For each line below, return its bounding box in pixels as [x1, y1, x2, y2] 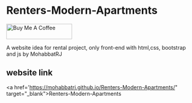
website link [6, 68, 53, 78]
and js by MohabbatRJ [6, 50, 62, 57]
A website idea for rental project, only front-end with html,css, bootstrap [6, 44, 186, 51]
